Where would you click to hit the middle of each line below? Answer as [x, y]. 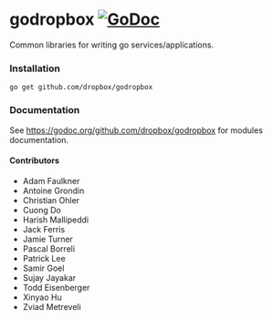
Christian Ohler [51, 200]
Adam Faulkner [51, 181]
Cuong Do [42, 210]
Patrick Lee [44, 258]
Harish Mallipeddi [56, 220]
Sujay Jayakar [49, 277]
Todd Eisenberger [56, 287]
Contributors [35, 160]
